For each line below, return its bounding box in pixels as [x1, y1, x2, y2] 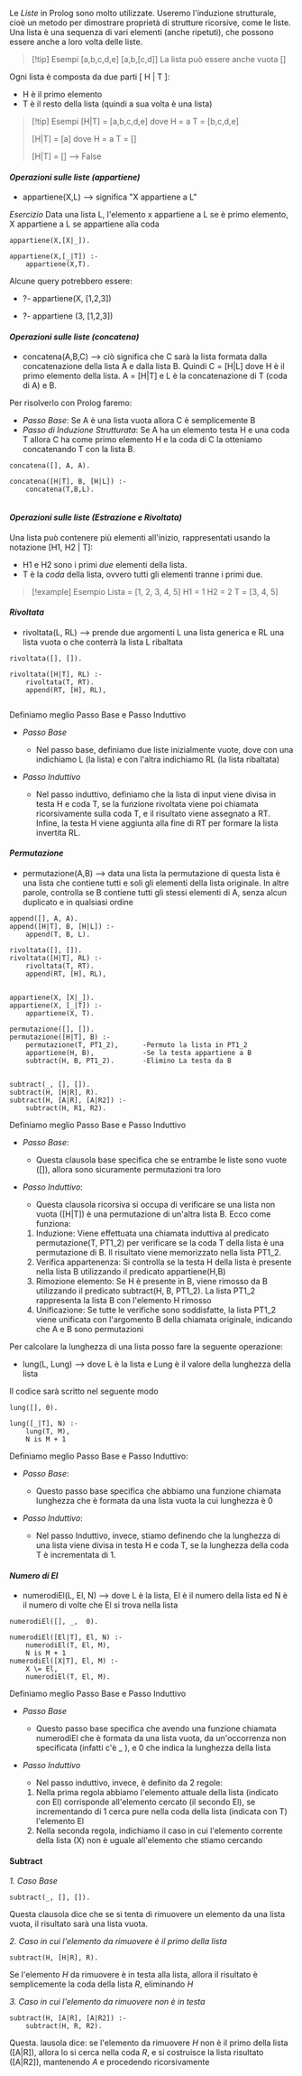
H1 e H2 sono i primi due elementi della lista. [22, 559, 188, 570]
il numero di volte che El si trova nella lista [22, 1599, 178, 1610]
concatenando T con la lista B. [22, 444, 135, 455]
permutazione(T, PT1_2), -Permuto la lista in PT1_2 [25, 1041, 248, 1050]
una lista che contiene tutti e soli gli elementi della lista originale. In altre [22, 877, 289, 888]
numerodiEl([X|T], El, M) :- [9, 1656, 119, 1666]
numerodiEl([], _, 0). [9, 1617, 99, 1627]
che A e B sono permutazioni [35, 1324, 144, 1335]
